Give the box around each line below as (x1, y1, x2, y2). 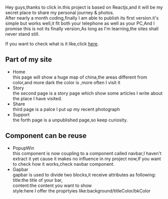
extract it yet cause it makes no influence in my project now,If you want (12, 156, 161, 162)
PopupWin (12, 145, 34, 151)
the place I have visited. (12, 95, 62, 101)
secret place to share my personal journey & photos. (5, 10, 114, 16)
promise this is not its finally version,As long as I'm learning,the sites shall (5, 26, 159, 32)
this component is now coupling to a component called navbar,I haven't (12, 150, 162, 156)
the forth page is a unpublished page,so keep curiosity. (12, 117, 128, 123)
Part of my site (5, 55, 52, 64)
